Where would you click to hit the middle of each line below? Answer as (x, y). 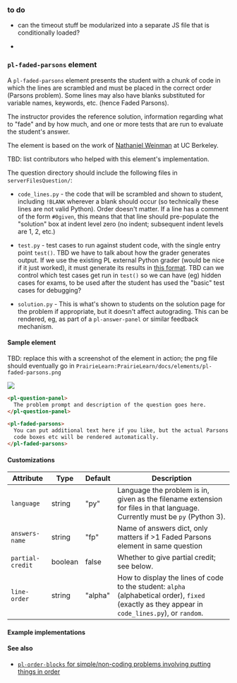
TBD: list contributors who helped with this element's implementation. (108, 159)
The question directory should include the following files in (92, 173)
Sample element (32, 343)
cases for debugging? (49, 290)
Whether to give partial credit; (167, 558)
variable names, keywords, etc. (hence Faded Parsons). (88, 103)
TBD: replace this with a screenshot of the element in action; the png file (113, 358)
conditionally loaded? (48, 33)
